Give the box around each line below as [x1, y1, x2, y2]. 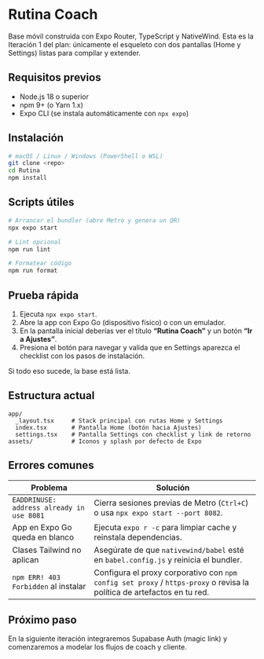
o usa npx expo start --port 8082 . [93, 507, 223, 518]
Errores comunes [8, 459, 94, 472]
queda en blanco [12, 532, 75, 543]
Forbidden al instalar [12, 580, 86, 591]
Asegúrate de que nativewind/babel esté [93, 544, 244, 555]
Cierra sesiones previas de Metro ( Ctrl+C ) [93, 497, 249, 508]
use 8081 [12, 511, 45, 520]
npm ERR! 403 [12, 573, 61, 582]
